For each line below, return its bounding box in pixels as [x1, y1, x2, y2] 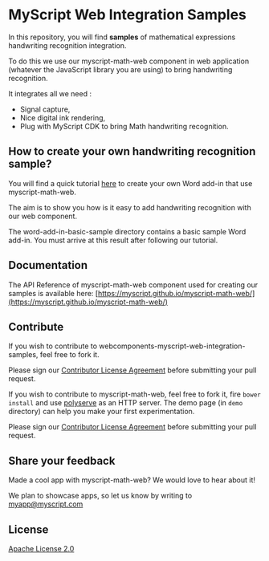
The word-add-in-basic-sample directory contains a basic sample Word [8, 226, 247, 236]
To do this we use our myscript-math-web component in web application [8, 56, 250, 66]
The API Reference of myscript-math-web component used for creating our [8, 279, 259, 290]
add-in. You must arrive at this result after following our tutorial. [8, 235, 218, 245]
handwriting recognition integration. [8, 40, 127, 50]
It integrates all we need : [8, 88, 92, 98]
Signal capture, [19, 104, 71, 114]
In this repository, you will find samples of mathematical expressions [8, 32, 236, 42]
